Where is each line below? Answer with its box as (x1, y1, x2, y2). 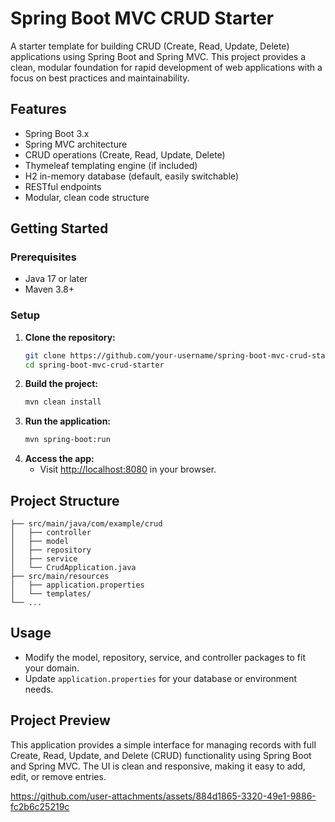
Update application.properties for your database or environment (24, 672, 298, 684)
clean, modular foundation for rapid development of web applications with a (10, 61, 323, 73)
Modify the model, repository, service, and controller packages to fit (24, 651, 307, 663)
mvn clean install (24, 397, 102, 407)
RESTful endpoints (24, 180, 102, 192)
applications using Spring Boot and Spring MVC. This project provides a (10, 50, 307, 62)
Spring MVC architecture (24, 138, 128, 150)
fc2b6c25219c (10, 800, 70, 812)
